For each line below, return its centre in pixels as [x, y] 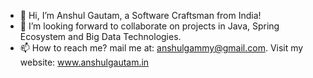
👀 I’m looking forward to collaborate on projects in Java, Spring [149, 26]
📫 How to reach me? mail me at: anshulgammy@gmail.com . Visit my [161, 48]
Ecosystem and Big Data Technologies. [100, 36]
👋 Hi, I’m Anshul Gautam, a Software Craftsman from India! [140, 15]
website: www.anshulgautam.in [84, 62]
